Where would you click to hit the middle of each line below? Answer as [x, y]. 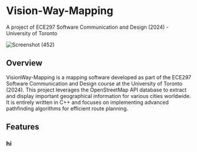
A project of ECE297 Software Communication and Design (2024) [86, 27]
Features [23, 127]
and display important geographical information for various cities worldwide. [98, 96]
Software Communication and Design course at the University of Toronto [94, 83]
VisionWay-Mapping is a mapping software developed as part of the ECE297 [99, 77]
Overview [24, 63]
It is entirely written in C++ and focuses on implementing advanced [87, 102]
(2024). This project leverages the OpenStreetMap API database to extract [96, 90]
